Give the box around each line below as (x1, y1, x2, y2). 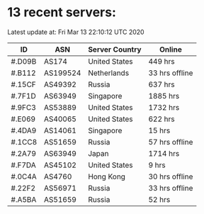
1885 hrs (148, 91, 180, 101)
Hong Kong (88, 171, 126, 181)
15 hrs (148, 125, 171, 135)
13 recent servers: (7, 4, 117, 21)
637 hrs (148, 79, 175, 89)
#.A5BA (11, 194, 37, 204)
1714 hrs (148, 148, 180, 158)
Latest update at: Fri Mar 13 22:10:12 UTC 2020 (7, 28, 144, 36)
